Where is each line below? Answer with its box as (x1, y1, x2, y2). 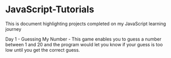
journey (5, 26, 22, 32)
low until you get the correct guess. (5, 47, 80, 53)
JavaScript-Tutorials (5, 4, 95, 15)
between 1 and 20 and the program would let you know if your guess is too (5, 41, 163, 47)
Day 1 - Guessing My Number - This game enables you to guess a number (5, 36, 162, 42)
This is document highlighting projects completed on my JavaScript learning (5, 21, 166, 27)
